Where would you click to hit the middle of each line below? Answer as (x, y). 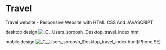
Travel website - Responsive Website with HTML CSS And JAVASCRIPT (79, 22)
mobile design (20, 42)
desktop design (21, 32)
